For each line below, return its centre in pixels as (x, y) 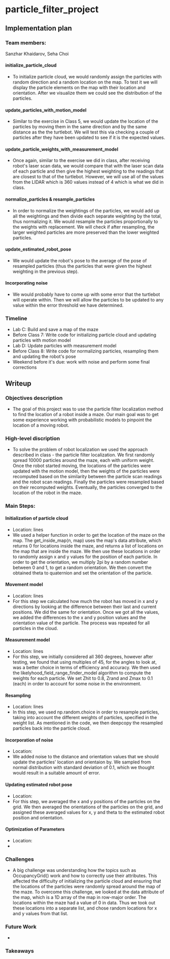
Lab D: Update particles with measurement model (64, 346)
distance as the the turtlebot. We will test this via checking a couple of (86, 132)
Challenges (20, 859)
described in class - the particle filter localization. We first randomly (83, 455)
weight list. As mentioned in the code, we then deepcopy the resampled (88, 723)
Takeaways (20, 951)
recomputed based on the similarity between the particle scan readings (87, 477)
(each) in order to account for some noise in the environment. (77, 683)
